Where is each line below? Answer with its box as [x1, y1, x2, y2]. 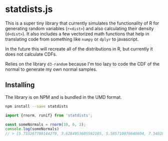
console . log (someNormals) [5, 126, 59, 131]
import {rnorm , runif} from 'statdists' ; [5, 113, 93, 118]
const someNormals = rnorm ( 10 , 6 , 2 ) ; [5, 122, 86, 127]
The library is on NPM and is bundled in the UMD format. [5, 94, 122, 100]
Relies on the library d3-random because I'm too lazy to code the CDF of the [5, 61, 160, 67]
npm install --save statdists [5, 104, 68, 109]
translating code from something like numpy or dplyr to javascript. [5, 36, 139, 42]
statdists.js [5, 4, 53, 15]
